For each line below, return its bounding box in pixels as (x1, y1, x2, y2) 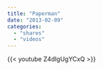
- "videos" (13, 36, 45, 43)
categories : (7, 23, 42, 30)
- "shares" (13, 29, 45, 37)
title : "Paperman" (7, 10, 61, 17)
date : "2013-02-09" (7, 17, 64, 24)
